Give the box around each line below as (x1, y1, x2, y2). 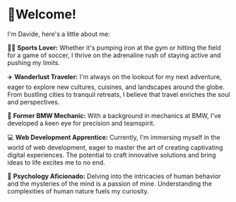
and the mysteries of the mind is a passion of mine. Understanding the (7, 179, 212, 188)
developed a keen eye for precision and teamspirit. (7, 119, 155, 127)
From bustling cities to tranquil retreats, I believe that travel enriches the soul (7, 90, 230, 98)
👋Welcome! (7, 6, 76, 23)
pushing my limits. (7, 58, 60, 66)
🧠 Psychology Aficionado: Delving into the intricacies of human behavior (7, 172, 221, 180)
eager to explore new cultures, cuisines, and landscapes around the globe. (7, 83, 225, 91)
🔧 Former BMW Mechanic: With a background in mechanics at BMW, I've (7, 111, 221, 119)
